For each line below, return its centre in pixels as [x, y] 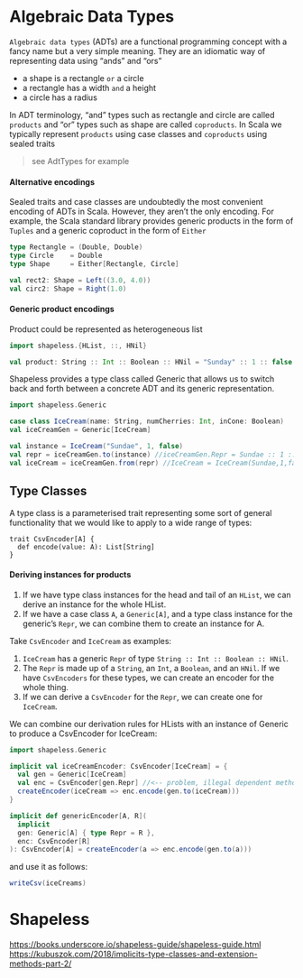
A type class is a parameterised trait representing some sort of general [141, 512]
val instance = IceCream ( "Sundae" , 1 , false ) [96, 447]
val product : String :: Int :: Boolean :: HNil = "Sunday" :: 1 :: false [151, 362]
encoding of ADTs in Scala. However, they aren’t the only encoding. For [142, 212]
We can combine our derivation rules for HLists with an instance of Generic [149, 724]
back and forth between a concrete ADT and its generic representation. [142, 389]
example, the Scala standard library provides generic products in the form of [151, 221]
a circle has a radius [60, 97]
